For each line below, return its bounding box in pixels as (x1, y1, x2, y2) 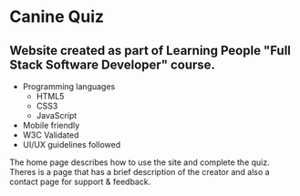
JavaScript (36, 110, 78, 120)
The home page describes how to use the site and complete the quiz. (9, 157, 271, 168)
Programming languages (22, 81, 116, 92)
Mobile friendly (22, 120, 80, 130)
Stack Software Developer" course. (9, 57, 216, 72)
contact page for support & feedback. (9, 176, 151, 187)
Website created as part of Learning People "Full (9, 43, 292, 58)
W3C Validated (22, 129, 79, 140)
